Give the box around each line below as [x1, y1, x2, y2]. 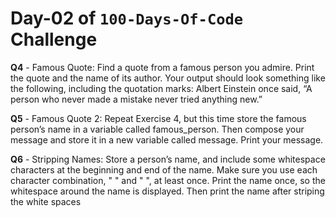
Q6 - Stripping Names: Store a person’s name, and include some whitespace [10, 153, 326, 165]
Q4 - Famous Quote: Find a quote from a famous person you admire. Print [10, 61, 315, 73]
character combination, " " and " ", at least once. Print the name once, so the [10, 174, 326, 186]
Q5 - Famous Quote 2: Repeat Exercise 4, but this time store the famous [10, 112, 307, 124]
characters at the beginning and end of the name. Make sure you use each [10, 163, 318, 176]
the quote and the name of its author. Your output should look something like [10, 72, 326, 84]
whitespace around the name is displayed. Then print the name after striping [10, 185, 325, 197]
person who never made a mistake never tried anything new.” [10, 93, 263, 105]
